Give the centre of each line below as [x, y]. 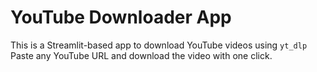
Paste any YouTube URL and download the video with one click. [141, 55]
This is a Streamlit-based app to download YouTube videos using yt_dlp [159, 45]
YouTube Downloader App [121, 17]
